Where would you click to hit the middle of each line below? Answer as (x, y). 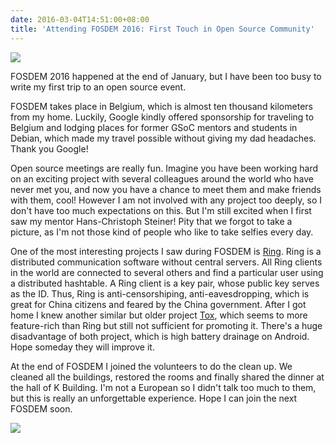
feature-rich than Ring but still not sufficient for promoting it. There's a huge (166, 325)
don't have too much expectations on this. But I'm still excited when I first (161, 210)
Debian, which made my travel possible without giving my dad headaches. (163, 138)
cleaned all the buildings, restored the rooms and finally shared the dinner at (167, 377)
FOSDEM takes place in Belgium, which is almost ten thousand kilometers (161, 106)
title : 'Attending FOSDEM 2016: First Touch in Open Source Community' (162, 29)
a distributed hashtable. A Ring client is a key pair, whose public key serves (165, 283)
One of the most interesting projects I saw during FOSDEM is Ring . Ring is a (166, 251)
